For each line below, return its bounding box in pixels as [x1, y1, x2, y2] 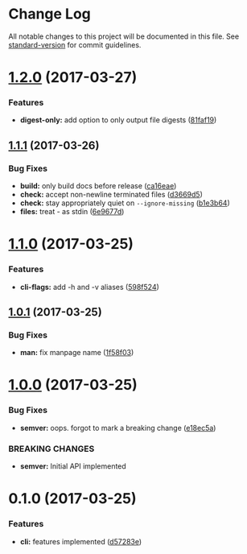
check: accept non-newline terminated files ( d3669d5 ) [19, 190, 204, 200]
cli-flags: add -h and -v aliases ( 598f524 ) [19, 282, 159, 291]
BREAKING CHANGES [8, 443, 95, 454]
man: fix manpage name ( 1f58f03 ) [19, 348, 134, 358]
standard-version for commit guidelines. [8, 39, 142, 49]
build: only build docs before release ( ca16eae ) [19, 181, 177, 191]
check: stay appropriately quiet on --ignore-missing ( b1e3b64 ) [19, 198, 231, 208]
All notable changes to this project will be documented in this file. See [8, 31, 240, 41]
